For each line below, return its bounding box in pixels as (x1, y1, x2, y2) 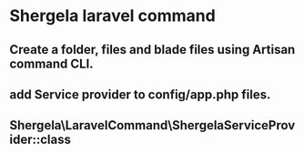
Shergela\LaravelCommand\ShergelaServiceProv (9, 117, 296, 133)
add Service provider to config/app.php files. (9, 87, 271, 102)
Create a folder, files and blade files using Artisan (9, 42, 296, 57)
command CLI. (9, 56, 94, 71)
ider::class (9, 132, 71, 148)
